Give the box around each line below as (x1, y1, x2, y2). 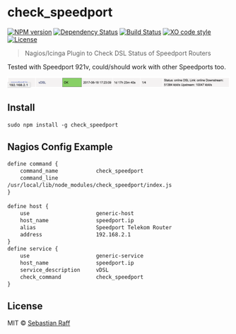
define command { (7, 161, 59, 168)
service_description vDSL (20, 267, 110, 274)
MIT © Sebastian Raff (7, 318, 71, 327)
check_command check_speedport (20, 274, 143, 281)
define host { (7, 203, 49, 210)
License (7, 300, 43, 312)
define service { (7, 246, 59, 253)
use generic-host (20, 210, 134, 217)
